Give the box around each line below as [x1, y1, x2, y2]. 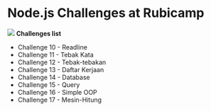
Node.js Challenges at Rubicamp [7, 5, 205, 21]
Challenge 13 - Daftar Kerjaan [17, 65, 104, 74]
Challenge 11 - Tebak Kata [17, 50, 94, 59]
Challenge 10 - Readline [17, 42, 87, 51]
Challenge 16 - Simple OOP [17, 88, 97, 96]
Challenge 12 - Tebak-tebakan [17, 58, 107, 66]
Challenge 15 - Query [17, 80, 80, 89]
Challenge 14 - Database [17, 73, 90, 81]
